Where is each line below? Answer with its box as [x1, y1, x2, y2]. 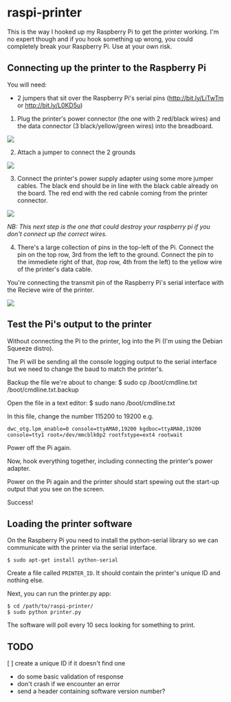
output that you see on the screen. [7, 485, 105, 493]
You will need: [7, 81, 47, 89]
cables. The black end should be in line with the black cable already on [16, 181, 219, 190]
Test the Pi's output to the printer [7, 319, 153, 330]
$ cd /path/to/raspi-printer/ [7, 603, 94, 610]
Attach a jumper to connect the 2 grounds [16, 148, 136, 156]
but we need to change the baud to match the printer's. [7, 365, 164, 373]
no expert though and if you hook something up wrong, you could [7, 34, 193, 43]
